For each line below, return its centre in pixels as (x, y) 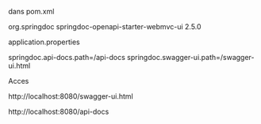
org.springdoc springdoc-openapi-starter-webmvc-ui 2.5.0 (105, 26)
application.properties (44, 42)
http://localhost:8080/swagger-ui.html (71, 96)
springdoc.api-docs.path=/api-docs (67, 57)
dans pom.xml (31, 11)
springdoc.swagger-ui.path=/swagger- (191, 57)
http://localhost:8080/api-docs (59, 111)
